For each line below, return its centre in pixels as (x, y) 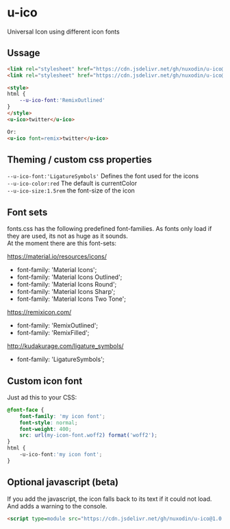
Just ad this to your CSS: (42, 397)
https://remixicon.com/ (39, 312)
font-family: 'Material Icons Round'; (67, 284)
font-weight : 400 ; (46, 429)
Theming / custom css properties (79, 159)
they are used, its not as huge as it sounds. (68, 236)
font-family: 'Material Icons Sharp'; (66, 292)
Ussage (24, 53)
